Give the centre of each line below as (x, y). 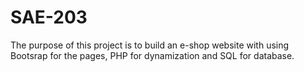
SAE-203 (49, 17)
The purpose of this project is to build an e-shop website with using (150, 45)
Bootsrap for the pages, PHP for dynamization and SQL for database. (152, 55)
